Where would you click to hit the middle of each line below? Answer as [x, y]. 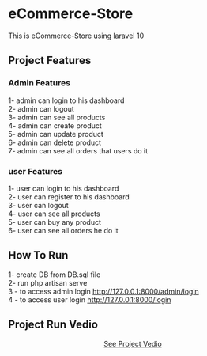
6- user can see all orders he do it [63, 230]
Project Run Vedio [53, 325]
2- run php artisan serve [48, 282]
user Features [36, 171]
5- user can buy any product [55, 222]
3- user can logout [38, 205]
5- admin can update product [56, 134]
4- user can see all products [54, 214]
